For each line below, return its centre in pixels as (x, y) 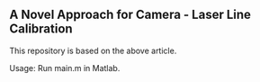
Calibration (41, 29)
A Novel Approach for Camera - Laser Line (130, 15)
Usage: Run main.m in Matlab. (65, 68)
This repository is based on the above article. (93, 50)
